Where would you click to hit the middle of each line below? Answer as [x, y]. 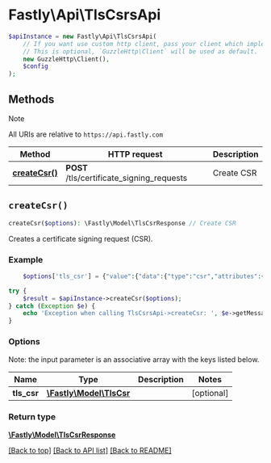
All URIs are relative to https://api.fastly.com [86, 134]
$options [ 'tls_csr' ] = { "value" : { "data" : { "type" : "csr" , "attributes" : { [144, 276]
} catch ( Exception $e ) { [52, 306]
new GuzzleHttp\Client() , [67, 59]
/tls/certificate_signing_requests [127, 178]
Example [26, 259]
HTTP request [135, 154]
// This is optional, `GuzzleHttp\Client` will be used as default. [140, 51]
